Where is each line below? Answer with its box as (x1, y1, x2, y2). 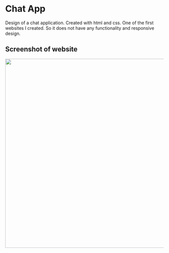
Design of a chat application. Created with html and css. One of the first (5, 20, 154, 26)
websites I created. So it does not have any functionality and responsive (5, 25, 154, 31)
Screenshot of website (5, 45, 78, 53)
